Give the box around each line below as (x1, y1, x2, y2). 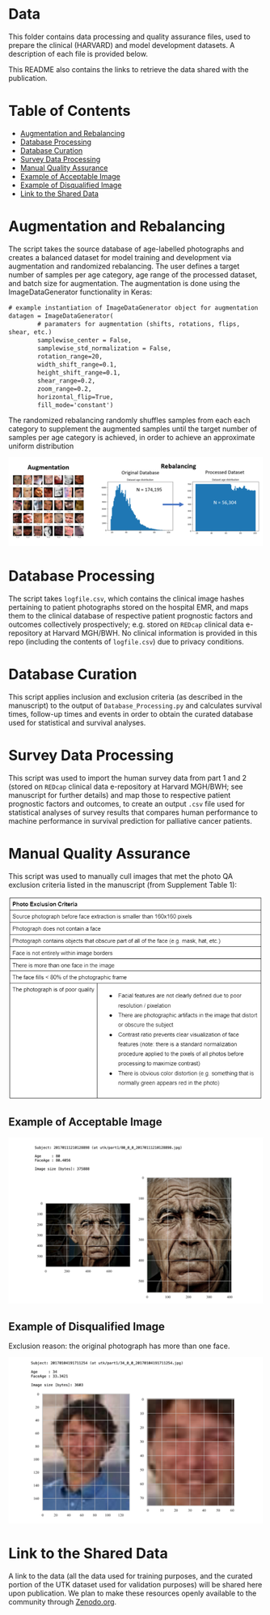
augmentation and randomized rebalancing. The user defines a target (8, 261, 240, 271)
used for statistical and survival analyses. (8, 718, 146, 727)
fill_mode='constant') (37, 401, 114, 409)
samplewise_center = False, (37, 336, 132, 345)
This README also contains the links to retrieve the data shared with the (8, 64, 249, 74)
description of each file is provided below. (8, 49, 148, 58)
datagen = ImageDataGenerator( (8, 311, 114, 320)
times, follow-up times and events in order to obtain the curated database (8, 709, 253, 718)
